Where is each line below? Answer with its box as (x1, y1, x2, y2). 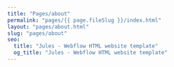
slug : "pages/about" (7, 29, 68, 37)
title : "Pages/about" (7, 10, 71, 17)
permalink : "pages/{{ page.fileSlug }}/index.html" (7, 17, 161, 24)
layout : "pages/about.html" (7, 23, 90, 30)
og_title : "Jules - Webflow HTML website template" (13, 50, 168, 57)
